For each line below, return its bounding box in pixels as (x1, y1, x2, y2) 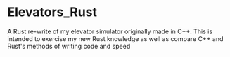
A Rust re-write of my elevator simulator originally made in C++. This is (7, 27, 213, 35)
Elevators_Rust (7, 4, 97, 20)
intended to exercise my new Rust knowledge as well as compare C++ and (7, 34, 224, 42)
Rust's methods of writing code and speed (7, 42, 131, 50)
